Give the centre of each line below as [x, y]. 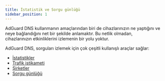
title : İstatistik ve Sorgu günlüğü [43, 10]
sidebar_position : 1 [26, 14]
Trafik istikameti [29, 63]
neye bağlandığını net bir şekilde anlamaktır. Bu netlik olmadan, [69, 33]
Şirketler [21, 68]
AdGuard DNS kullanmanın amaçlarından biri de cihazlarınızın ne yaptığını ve [83, 28]
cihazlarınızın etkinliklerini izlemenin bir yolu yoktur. [57, 39]
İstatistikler [23, 57]
